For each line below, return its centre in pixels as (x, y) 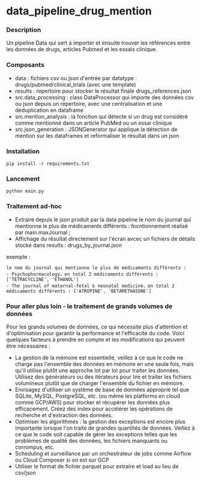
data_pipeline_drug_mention (79, 11)
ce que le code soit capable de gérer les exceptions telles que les (96, 434)
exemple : (18, 256)
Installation (23, 151)
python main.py (25, 191)
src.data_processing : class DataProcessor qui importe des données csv (104, 97)
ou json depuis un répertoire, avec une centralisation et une (88, 104)
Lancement (23, 179)
